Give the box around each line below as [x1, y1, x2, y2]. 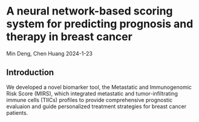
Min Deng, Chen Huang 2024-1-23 [6, 50, 93, 57]
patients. [6, 109, 28, 116]
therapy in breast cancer [6, 30, 133, 43]
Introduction [6, 68, 54, 78]
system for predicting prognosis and [6, 17, 194, 31]
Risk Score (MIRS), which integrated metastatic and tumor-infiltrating [6, 89, 178, 97]
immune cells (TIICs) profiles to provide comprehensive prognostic [6, 96, 173, 103]
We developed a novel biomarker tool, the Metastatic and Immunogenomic [6, 83, 192, 91]
